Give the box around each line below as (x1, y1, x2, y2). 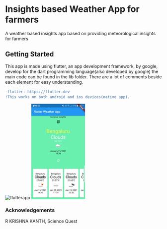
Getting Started (5, 50, 54, 58)
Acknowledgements (5, 207, 55, 214)
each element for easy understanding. (5, 79, 83, 85)
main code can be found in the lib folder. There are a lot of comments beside (5, 73, 162, 80)
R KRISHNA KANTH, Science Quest (5, 218, 78, 224)
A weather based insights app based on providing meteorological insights (5, 30, 156, 36)
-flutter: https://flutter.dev (5, 89, 70, 94)
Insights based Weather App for (5, 3, 140, 15)
